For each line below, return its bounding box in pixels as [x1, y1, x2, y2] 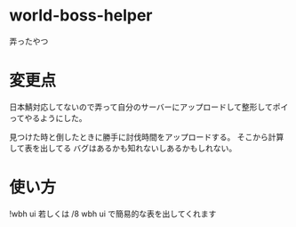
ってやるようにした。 [9, 112, 87, 123]
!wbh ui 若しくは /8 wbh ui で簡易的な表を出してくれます [9, 208, 217, 219]
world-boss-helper [9, 5, 153, 26]
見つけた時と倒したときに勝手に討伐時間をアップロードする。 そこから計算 [9, 131, 284, 142]
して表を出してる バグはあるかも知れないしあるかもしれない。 [9, 142, 237, 153]
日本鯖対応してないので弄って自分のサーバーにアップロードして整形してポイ [9, 101, 289, 112]
